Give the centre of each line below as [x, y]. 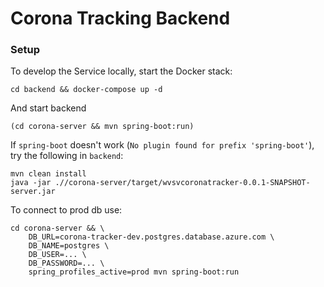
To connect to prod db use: [66, 210]
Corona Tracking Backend [120, 18]
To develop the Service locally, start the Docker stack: [121, 71]
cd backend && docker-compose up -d [86, 90]
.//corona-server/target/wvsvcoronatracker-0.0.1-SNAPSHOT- [182, 183]
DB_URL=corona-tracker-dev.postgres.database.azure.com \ [151, 237]
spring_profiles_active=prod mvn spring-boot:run [134, 272]
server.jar [33, 192]
